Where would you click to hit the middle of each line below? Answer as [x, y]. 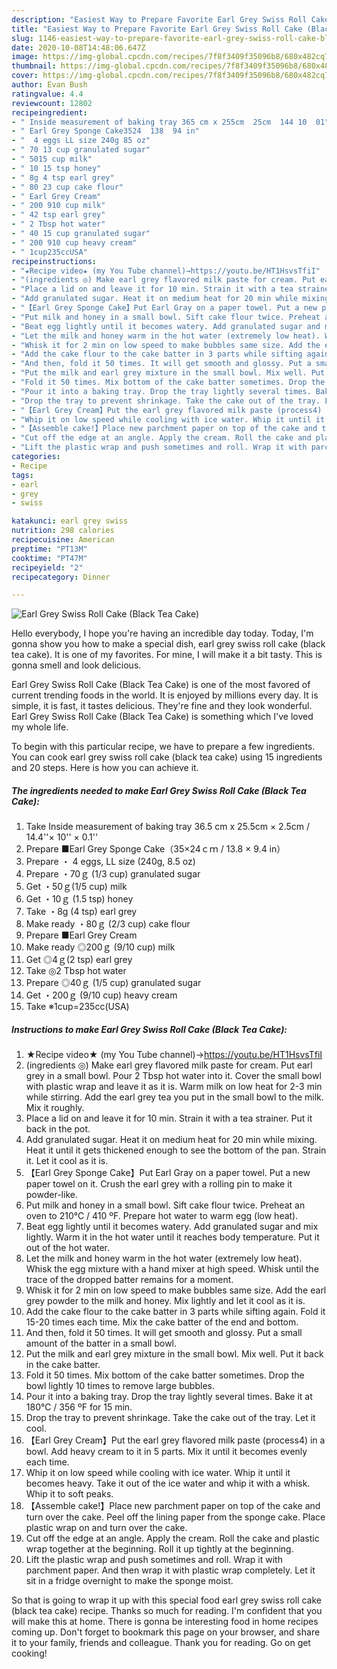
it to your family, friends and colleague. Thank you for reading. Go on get [161, 1643]
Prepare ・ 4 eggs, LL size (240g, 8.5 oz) [110, 862]
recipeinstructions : [54, 261]
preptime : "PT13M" [49, 549]
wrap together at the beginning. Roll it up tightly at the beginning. [159, 1549]
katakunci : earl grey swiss [70, 521]
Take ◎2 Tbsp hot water [76, 971]
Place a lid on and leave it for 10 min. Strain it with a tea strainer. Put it [169, 1118]
